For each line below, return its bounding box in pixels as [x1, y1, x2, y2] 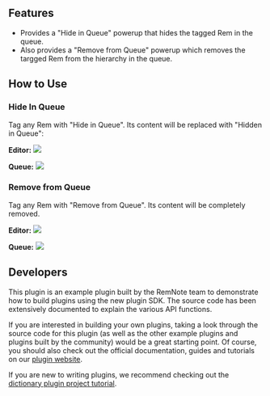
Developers [8, 266, 68, 280]
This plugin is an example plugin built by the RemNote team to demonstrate [8, 287, 259, 297]
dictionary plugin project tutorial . [8, 378, 117, 388]
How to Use [8, 77, 68, 91]
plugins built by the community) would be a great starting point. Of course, [8, 337, 257, 347]
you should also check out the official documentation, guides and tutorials [8, 345, 255, 355]
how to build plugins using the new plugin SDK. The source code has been [8, 295, 257, 305]
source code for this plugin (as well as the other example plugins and [8, 328, 238, 338]
